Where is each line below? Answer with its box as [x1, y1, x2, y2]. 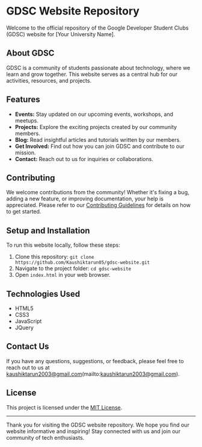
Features [6, 95, 40, 105]
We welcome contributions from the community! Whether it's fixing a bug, [6, 189, 189, 196]
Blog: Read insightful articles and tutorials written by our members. [14, 136, 182, 143]
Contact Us [6, 341, 49, 352]
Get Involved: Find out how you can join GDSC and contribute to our [14, 142, 185, 150]
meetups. [14, 116, 39, 124]
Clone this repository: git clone [14, 253, 94, 261]
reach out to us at [6, 364, 50, 371]
